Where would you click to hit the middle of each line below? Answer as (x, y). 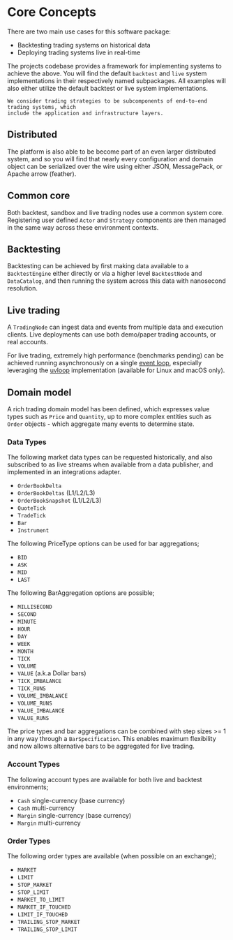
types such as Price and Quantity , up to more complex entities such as (109, 417)
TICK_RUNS (32, 689)
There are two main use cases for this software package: (89, 31)
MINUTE (27, 622)
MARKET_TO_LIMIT (41, 899)
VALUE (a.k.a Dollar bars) (52, 673)
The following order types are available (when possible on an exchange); (112, 855)
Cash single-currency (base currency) (71, 800)
